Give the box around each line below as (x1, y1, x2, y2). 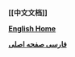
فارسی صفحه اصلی (8, 39, 67, 49)
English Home (8, 24, 56, 33)
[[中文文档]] (8, 8, 48, 17)
